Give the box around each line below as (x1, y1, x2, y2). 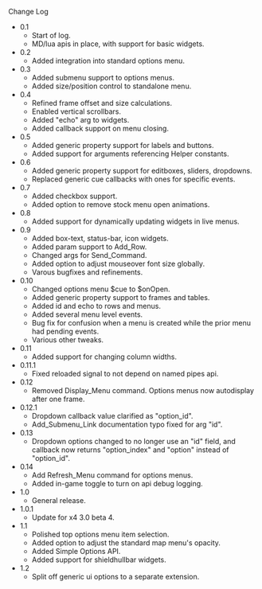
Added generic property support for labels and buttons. (31, 141, 214, 150)
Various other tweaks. (31, 335, 104, 345)
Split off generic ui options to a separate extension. (31, 572, 200, 581)
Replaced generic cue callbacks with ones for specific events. (31, 174, 236, 184)
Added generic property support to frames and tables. (31, 293, 210, 302)
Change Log (8, 7, 49, 16)
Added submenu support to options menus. (31, 73, 175, 82)
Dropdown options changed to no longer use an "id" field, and (31, 437, 237, 446)
